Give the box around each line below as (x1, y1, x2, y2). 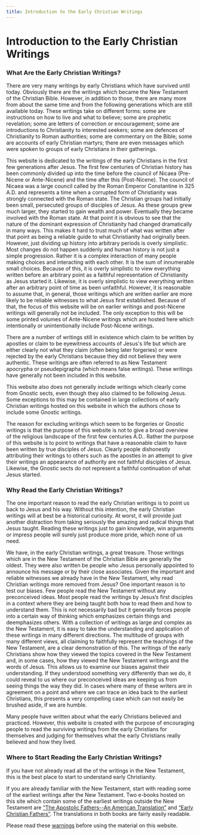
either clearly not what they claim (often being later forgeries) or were (6, 346, 178, 354)
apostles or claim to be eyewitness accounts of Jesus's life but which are (6, 340, 186, 347)
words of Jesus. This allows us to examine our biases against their (6, 664, 170, 671)
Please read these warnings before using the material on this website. (6, 822, 178, 829)
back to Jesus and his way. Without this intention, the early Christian (6, 506, 175, 513)
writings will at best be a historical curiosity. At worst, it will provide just (6, 512, 182, 520)
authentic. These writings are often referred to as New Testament (6, 359, 167, 366)
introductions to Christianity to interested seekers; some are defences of (6, 127, 185, 134)
